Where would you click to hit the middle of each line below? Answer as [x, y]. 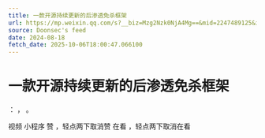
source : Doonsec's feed [47, 30]
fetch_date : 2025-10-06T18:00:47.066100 [76, 45]
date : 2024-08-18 [37, 37]
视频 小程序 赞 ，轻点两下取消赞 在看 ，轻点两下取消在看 [99, 126]
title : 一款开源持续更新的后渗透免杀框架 [68, 15]
